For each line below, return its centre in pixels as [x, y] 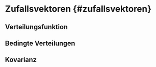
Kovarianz [21, 60]
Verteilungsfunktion [36, 27]
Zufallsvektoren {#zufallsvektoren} [78, 9]
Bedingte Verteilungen [40, 43]
